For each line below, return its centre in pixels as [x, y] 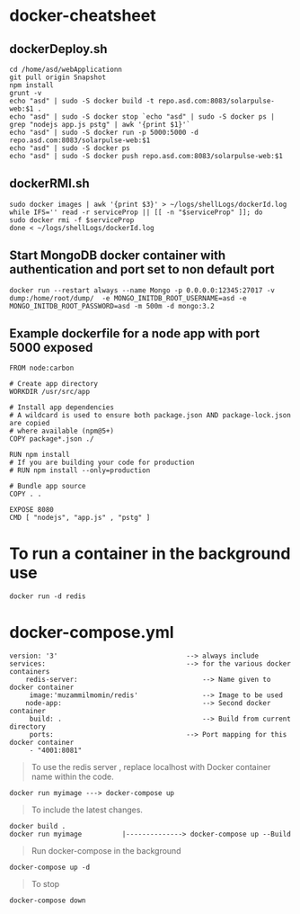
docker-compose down [48, 901]
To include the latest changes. [87, 810]
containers [30, 672]
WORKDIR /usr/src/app [50, 392]
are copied [30, 424]
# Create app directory [54, 384]
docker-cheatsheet [83, 16]
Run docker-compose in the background [106, 851]
